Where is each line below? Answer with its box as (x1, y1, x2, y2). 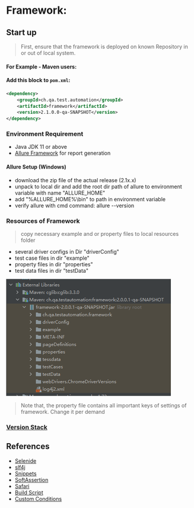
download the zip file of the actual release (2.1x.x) (14, 176, 136, 183)
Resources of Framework (6, 217, 80, 225)
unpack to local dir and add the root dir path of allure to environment (14, 183, 182, 190)
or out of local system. (20, 49, 76, 57)
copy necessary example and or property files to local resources (20, 230, 179, 237)
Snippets (14, 470, 37, 477)
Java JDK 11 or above (14, 144, 67, 151)
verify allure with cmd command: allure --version (14, 202, 135, 209)
